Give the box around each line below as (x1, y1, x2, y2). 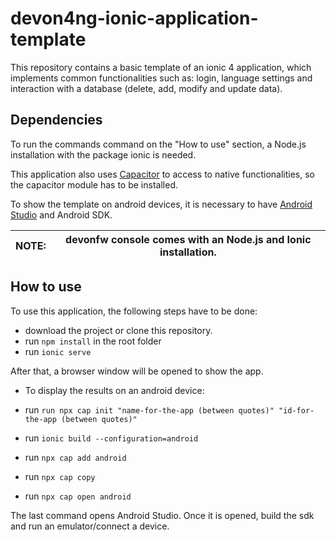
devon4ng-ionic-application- (10, 7, 259, 30)
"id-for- (278, 405, 315, 416)
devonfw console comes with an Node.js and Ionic (65, 232, 312, 246)
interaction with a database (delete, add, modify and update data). (10, 82, 283, 94)
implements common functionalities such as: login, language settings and (10, 72, 313, 84)
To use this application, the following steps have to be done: (10, 305, 258, 317)
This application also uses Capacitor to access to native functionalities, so (10, 168, 315, 180)
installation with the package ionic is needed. (10, 148, 197, 161)
